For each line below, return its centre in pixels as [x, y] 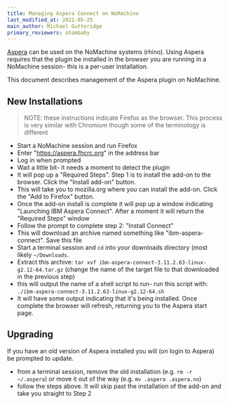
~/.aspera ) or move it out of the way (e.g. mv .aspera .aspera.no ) [109, 379]
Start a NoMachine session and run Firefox [77, 146]
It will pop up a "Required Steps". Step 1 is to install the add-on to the [114, 175]
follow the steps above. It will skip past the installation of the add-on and [119, 386]
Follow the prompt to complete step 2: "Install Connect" [95, 226]
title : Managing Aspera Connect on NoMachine [73, 13]
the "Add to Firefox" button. [56, 197]
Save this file [64, 240]
